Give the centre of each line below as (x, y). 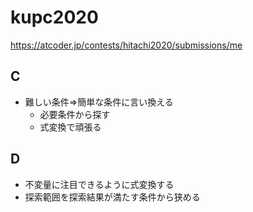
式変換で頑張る (70, 127)
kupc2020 (54, 17)
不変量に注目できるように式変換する (99, 184)
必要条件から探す (75, 114)
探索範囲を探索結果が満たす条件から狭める (112, 197)
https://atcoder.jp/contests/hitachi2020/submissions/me (126, 45)
